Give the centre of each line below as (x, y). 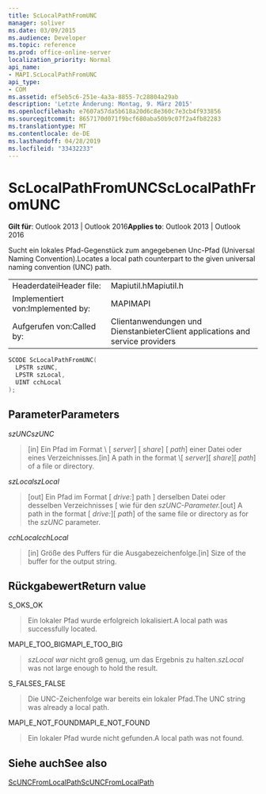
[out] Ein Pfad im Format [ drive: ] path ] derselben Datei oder (126, 496)
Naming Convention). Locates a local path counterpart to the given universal (132, 259)
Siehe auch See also (58, 763)
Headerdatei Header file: (57, 286)
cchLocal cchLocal (38, 538)
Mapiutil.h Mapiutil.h (147, 286)
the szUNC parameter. (64, 522)
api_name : (25, 67)
